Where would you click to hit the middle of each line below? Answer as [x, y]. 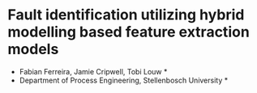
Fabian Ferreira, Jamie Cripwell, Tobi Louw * [93, 71]
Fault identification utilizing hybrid [126, 15]
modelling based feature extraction [129, 32]
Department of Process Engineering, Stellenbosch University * [124, 80]
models [33, 49]
